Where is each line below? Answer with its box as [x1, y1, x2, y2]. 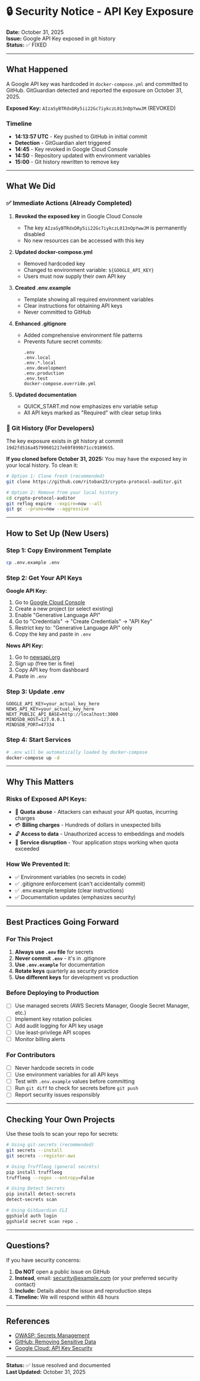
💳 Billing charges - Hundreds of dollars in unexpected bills [14, 821, 161, 829]
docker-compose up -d [6, 755, 60, 761]
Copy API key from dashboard [14, 666, 89, 674]
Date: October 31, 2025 [6, 28, 64, 36]
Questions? [6, 1241, 50, 1251]
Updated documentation [14, 391, 77, 398]
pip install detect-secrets [6, 1191, 76, 1197]
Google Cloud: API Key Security [14, 1345, 93, 1352]
